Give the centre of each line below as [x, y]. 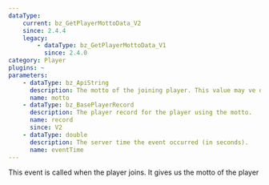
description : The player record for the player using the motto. [141, 113]
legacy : [35, 38]
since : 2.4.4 [44, 30]
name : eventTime [56, 150]
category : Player [37, 61]
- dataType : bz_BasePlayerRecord [78, 105]
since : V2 [46, 127]
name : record [51, 120]
